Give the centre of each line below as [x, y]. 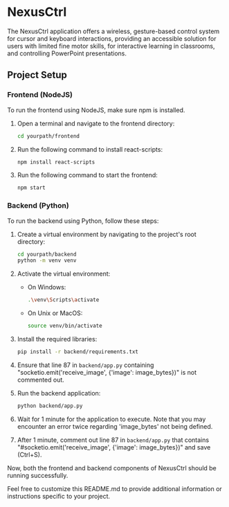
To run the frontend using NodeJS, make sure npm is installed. [96, 110]
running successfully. [38, 475]
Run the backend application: [59, 393]
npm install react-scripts [56, 162]
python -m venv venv [47, 260]
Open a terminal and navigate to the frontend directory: [96, 123]
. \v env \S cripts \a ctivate [63, 300]
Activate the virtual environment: [64, 274]
